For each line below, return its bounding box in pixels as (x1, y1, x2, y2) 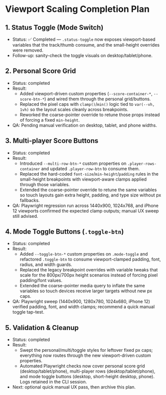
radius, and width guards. (19, 262, 73, 267)
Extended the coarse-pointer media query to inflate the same (19, 283, 145, 289)
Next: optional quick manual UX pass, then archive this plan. (12, 384, 136, 390)
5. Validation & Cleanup (5, 324, 79, 332)
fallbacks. (19, 197, 40, 203)
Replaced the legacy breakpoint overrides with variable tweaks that (19, 267, 158, 273)
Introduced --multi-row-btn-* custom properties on (19, 160, 127, 166)
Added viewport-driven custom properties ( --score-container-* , (19, 90, 153, 96)
